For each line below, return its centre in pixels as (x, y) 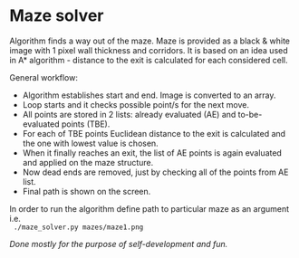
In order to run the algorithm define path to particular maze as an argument (149, 208)
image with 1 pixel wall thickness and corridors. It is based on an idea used (149, 50)
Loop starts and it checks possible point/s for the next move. (136, 104)
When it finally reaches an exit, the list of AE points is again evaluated (152, 153)
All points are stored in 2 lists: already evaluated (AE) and (129, 114)
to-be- (250, 114)
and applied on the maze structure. (88, 162)
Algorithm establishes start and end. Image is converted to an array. (149, 95)
